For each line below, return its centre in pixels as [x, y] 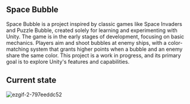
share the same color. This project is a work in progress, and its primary [94, 55]
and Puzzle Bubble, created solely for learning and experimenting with [92, 30]
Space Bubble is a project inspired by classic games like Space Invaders [94, 24]
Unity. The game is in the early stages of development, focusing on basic [95, 36]
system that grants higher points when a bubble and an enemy [107, 49]
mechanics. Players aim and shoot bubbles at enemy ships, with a [86, 43]
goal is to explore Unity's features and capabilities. [68, 61]
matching [18, 49]
